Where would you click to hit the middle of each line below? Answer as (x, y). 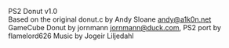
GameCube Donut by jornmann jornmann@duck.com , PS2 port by (115, 27)
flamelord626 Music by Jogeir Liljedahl (71, 36)
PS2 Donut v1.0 (33, 11)
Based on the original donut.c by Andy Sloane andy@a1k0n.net (110, 19)
